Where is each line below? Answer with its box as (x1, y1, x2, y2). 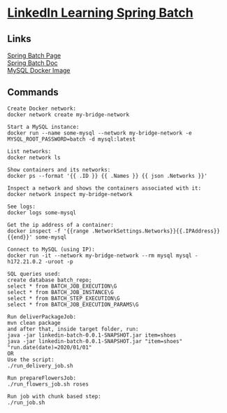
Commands (7, 86, 59, 99)
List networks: (7, 148, 52, 155)
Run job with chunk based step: (7, 393, 101, 400)
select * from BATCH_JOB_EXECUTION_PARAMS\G (7, 301, 139, 308)
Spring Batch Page (7, 51, 61, 59)
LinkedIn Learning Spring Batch (7, 5, 193, 21)
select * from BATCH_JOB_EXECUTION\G (7, 282, 117, 290)
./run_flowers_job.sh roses (7, 380, 89, 388)
